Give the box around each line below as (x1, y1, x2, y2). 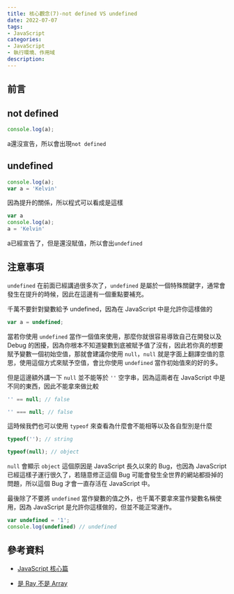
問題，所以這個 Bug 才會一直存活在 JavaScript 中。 (7, 480, 155, 488)
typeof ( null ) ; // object (7, 448, 79, 456)
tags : (7, 23, 23, 30)
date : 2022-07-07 (7, 17, 58, 24)
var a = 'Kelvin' (7, 185, 58, 192)
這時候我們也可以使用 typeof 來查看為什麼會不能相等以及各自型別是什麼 (7, 422, 212, 430)
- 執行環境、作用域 (7, 50, 56, 57)
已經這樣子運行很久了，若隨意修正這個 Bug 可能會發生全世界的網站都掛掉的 (7, 470, 224, 479)
